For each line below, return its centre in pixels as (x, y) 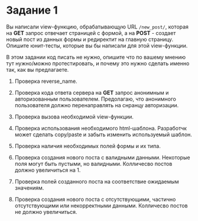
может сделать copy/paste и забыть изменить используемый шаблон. (103, 134)
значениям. (29, 188)
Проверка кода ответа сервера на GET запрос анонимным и (92, 92)
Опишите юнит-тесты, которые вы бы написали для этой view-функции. (97, 46)
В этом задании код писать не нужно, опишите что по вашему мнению (96, 57)
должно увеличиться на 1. (48, 170)
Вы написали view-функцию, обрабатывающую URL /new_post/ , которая (98, 27)
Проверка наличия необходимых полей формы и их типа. (87, 146)
